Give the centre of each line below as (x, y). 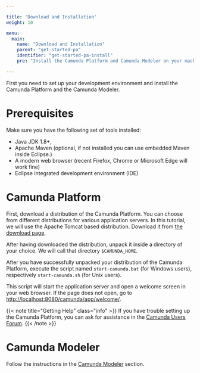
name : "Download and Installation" (61, 44)
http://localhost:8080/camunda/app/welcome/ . (64, 299)
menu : (13, 33)
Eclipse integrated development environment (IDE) (76, 173)
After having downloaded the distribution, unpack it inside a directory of (94, 244)
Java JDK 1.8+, (33, 141)
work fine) (27, 167)
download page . (26, 232)
